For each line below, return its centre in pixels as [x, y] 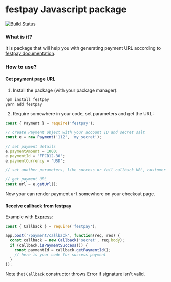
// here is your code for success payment [60, 255]
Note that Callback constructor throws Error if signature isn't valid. [75, 274]
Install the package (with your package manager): [65, 90]
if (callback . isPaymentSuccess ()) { [49, 245]
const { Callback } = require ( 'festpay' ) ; [51, 227]
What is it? [19, 37]
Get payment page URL [30, 79]
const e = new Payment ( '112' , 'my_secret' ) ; [54, 137]
